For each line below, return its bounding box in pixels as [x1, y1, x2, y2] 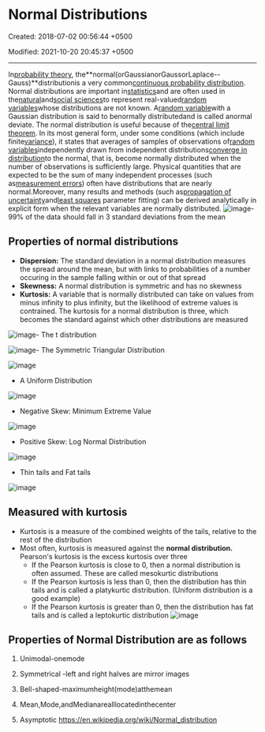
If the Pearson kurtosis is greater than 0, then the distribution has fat [31, 602, 254, 611]
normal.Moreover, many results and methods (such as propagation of [8, 187, 232, 196]
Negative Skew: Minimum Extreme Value [19, 406, 151, 416]
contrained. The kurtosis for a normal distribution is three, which [19, 306, 229, 316]
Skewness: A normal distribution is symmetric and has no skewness [19, 281, 242, 290]
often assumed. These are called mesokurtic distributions [31, 568, 218, 577]
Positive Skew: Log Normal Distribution [19, 436, 147, 446]
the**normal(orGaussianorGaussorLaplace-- [75, 69, 221, 79]
